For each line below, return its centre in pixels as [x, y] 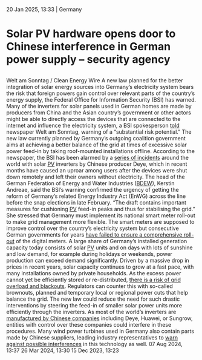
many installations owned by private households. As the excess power [94, 273]
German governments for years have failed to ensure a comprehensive [94, 234]
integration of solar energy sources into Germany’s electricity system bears [100, 87]
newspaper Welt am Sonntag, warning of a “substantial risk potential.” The [99, 132]
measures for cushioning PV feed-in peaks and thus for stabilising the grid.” [101, 209]
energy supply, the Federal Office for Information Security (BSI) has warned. [101, 99]
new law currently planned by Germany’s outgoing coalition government [96, 138]
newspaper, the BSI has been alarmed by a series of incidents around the [98, 157]
